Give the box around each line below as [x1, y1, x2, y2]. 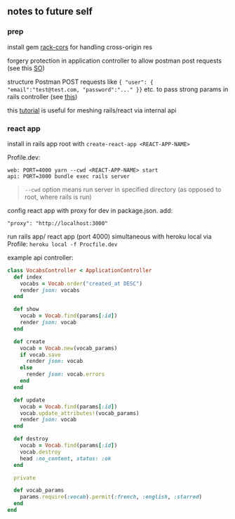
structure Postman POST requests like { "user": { [7, 77, 154, 86]
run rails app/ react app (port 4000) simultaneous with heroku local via [7, 232, 212, 241]
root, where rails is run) [24, 193, 93, 201]
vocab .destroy [20, 448, 61, 456]
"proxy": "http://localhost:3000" [7, 219, 109, 227]
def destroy [13, 435, 49, 442]
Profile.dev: [7, 153, 41, 161]
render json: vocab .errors [25, 371, 105, 378]
